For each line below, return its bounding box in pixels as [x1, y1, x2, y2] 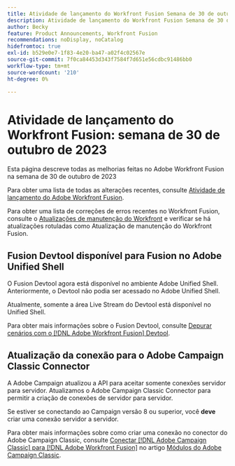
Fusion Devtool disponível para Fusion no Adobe [7, 250, 222, 262]
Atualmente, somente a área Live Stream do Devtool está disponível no [7, 300, 211, 309]
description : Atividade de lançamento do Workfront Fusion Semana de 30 [7, 17, 224, 24]
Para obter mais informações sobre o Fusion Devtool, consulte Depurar [7, 321, 212, 330]
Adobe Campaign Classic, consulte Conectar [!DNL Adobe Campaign [7, 436, 207, 444]
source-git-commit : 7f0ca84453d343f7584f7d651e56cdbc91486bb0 [7, 56, 192, 63]
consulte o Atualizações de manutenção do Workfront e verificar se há [7, 215, 211, 223]
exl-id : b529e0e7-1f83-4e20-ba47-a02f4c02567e [7, 50, 145, 57]
